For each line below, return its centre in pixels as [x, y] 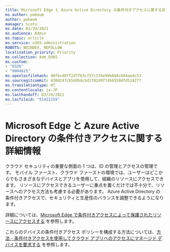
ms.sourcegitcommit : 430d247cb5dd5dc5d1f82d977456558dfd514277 [73, 80]
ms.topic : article [25, 38]
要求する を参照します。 [48, 245]
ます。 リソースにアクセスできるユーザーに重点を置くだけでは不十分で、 [81, 185]
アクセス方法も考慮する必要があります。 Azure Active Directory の [92, 192]
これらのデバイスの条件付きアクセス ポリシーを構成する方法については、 [81, 232]
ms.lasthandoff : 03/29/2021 [35, 95]
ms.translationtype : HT [30, 85]
